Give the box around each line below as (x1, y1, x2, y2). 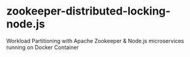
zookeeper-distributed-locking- (6, 4, 171, 18)
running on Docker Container (6, 44, 79, 51)
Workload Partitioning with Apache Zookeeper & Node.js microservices (6, 37, 184, 44)
